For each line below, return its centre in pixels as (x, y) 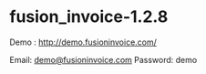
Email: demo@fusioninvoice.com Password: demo (103, 59)
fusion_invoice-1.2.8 (89, 17)
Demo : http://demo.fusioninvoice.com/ (83, 42)
